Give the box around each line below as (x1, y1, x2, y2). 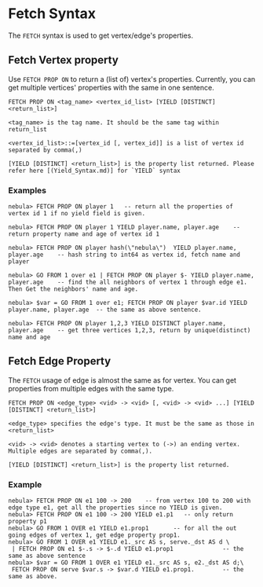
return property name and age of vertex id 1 (8, 230, 159, 238)
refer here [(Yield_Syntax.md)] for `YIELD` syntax (8, 167, 181, 174)
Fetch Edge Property (8, 354, 111, 368)
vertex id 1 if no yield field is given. (8, 210, 146, 218)
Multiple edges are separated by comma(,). (8, 447, 153, 455)
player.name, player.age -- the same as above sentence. (8, 306, 202, 314)
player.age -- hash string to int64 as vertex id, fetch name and (8, 251, 241, 259)
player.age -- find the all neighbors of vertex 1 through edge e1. (8, 278, 247, 287)
